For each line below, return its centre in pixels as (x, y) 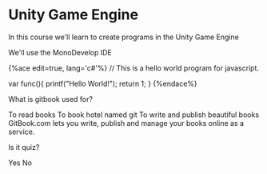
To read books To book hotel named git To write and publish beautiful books (134, 115)
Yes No (20, 163)
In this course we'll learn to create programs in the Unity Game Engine (124, 37)
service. (22, 132)
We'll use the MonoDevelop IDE (60, 52)
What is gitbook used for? (51, 99)
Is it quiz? (24, 147)
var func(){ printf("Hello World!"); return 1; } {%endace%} (103, 83)
